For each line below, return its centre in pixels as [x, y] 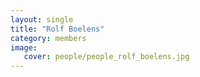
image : [24, 47]
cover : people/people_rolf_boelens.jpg [106, 57]
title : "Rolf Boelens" [57, 29]
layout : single [42, 19]
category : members [48, 38]
